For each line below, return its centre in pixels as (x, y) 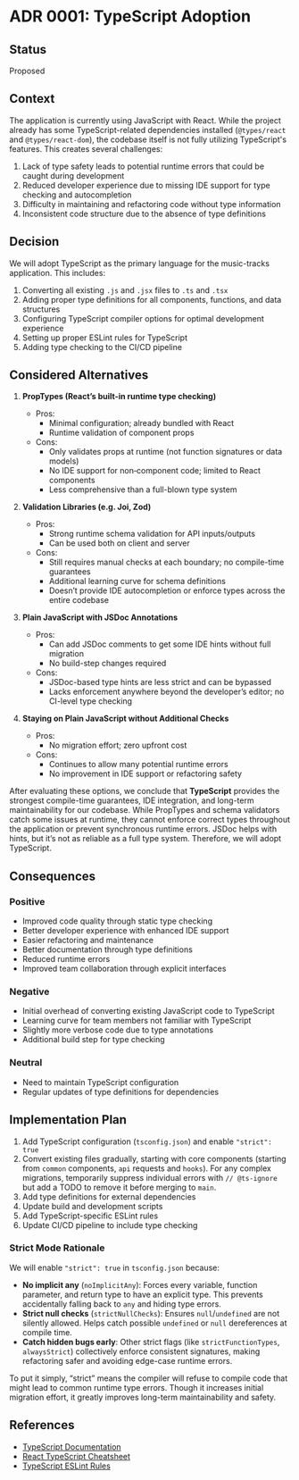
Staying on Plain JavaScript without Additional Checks (125, 719)
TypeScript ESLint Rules (66, 1466)
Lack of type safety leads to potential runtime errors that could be (143, 166)
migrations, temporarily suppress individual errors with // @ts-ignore (150, 1177)
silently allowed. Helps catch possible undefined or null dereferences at (154, 1323)
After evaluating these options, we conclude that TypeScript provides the (145, 791)
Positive (27, 901)
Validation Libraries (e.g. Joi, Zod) (87, 507)
